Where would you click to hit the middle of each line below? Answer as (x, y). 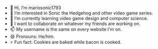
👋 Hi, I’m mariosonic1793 (35, 8)
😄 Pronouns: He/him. (32, 36)
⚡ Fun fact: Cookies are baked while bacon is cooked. (66, 42)
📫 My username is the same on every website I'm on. (66, 29)
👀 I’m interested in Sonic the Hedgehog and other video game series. (82, 13)
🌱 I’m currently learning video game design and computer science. (79, 18)
